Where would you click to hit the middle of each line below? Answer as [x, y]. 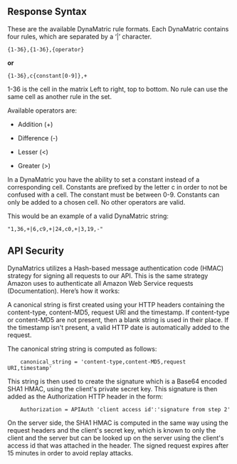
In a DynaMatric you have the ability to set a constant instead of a [104, 179]
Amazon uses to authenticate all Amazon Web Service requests [100, 283]
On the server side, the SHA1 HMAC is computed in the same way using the [118, 423]
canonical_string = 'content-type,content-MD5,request [103, 362]
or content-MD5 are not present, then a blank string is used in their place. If [118, 319]
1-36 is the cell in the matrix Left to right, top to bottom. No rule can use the [118, 89]
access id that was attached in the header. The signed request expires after [118, 445]
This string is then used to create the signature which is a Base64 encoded [117, 381]
